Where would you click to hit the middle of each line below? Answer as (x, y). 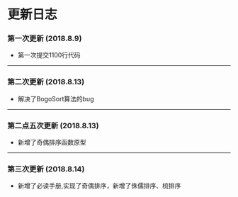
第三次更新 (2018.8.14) (46, 169)
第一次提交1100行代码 (49, 55)
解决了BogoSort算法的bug (56, 98)
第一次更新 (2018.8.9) (45, 38)
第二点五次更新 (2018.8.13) (53, 125)
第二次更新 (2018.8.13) (46, 82)
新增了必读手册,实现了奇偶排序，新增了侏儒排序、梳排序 (99, 186)
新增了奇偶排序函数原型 (52, 142)
